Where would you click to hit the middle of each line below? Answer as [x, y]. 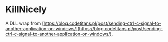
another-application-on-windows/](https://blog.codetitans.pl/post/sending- [84, 28]
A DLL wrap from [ [25, 23]
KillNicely [26, 9]
